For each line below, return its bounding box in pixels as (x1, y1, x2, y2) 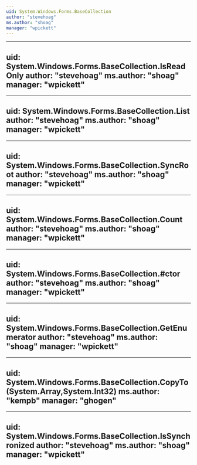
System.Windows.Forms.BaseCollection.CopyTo (6, 377, 189, 387)
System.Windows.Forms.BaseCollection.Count (6, 215, 183, 225)
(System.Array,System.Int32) (6, 386, 117, 396)
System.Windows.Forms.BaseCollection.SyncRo (6, 161, 189, 171)
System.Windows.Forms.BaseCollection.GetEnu (6, 323, 188, 333)
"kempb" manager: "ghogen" (6, 395, 117, 405)
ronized (6, 440, 35, 450)
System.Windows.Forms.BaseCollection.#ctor (6, 269, 181, 279)
